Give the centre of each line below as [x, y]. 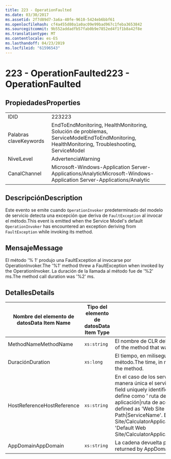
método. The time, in [139, 362]
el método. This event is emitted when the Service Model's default [74, 221]
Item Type [97, 332]
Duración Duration [29, 362]
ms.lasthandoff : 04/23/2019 [35, 43]
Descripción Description [44, 198]
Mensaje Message [34, 248]
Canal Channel [25, 173]
